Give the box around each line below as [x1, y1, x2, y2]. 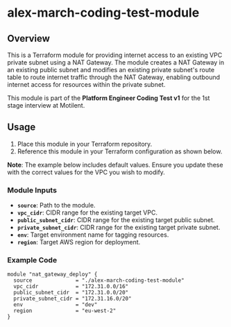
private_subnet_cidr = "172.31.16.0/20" [13, 295, 132, 303]
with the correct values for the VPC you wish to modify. [7, 168, 165, 176]
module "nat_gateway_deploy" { [7, 271, 98, 278]
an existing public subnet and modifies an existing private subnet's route [7, 66, 215, 74]
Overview [7, 33, 51, 44]
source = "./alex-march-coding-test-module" [13, 277, 185, 284]
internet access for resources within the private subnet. [7, 81, 166, 88]
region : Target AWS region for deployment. [17, 238, 141, 246]
